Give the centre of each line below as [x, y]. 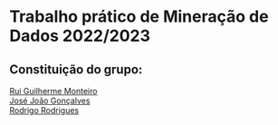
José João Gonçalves [50, 101]
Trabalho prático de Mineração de [139, 17]
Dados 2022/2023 [80, 36]
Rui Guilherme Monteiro [53, 91]
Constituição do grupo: [76, 69]
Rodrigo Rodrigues [44, 110]
